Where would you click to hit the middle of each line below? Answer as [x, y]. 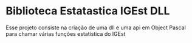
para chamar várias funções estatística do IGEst [66, 33]
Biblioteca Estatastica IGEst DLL [88, 11]
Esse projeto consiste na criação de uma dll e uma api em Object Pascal [96, 27]
